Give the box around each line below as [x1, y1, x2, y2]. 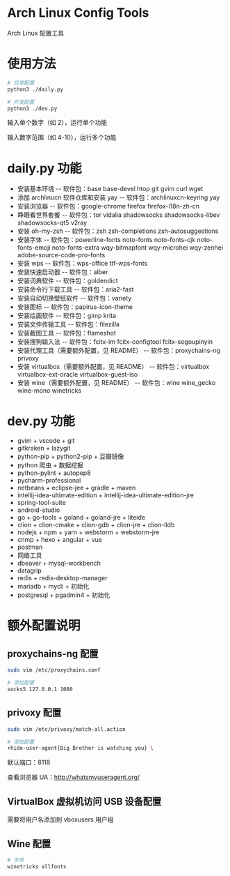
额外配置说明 [7, 618, 81, 634]
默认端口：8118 [7, 758, 51, 766]
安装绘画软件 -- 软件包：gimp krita [17, 312, 117, 320]
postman [17, 543, 43, 552]
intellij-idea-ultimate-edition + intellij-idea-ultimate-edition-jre [17, 491, 195, 499]
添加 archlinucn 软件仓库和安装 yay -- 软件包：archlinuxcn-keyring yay [17, 193, 220, 202]
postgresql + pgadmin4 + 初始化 [17, 591, 110, 599]
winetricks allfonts [7, 863, 67, 870]
